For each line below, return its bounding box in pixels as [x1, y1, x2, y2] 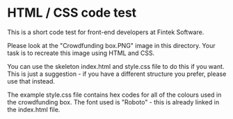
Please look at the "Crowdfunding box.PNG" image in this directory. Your [7, 41, 216, 49]
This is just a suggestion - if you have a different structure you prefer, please [7, 70, 227, 78]
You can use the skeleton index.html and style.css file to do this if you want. [7, 62, 225, 70]
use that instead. [7, 77, 56, 85]
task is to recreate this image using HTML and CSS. [7, 49, 155, 57]
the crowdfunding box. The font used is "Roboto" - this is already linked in [7, 97, 220, 106]
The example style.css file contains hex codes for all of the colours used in [7, 90, 222, 99]
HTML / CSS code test [7, 5, 137, 21]
